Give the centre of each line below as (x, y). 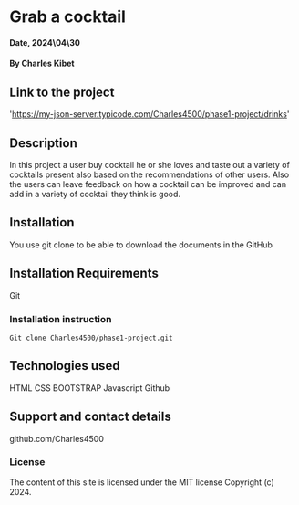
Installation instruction (61, 319)
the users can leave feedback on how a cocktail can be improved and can (148, 184)
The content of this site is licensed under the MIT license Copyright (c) (142, 482)
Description (43, 143)
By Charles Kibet (42, 63)
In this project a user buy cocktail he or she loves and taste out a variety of (149, 165)
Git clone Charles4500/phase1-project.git (91, 338)
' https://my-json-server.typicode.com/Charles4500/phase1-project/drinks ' (149, 114)
